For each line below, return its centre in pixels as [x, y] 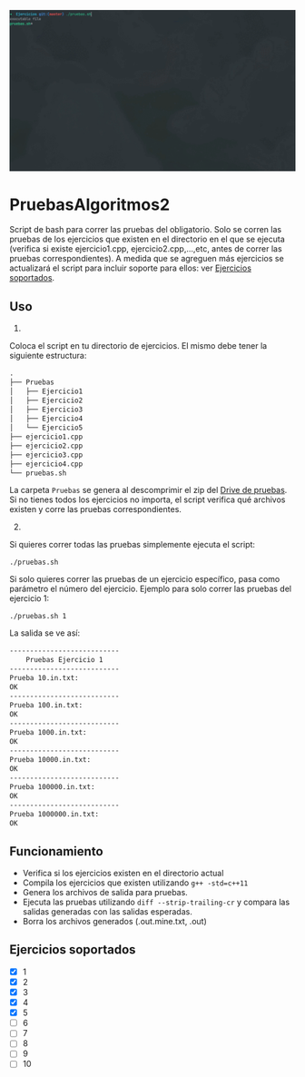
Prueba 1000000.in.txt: [54, 815]
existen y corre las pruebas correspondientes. [95, 509]
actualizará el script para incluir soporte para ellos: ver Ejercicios [131, 268]
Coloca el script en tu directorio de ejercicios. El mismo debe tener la [138, 346]
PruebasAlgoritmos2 [90, 204]
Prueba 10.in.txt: [44, 678]
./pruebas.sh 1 [38, 617]
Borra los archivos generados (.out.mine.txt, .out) [114, 922]
